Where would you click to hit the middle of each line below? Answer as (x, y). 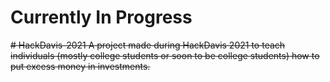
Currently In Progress (101, 17)
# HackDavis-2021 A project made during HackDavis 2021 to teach (148, 45)
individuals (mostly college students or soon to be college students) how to (165, 55)
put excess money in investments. (80, 66)
